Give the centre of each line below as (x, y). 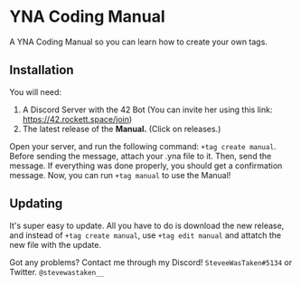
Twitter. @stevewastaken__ (57, 272)
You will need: (35, 91)
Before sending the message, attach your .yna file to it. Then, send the (141, 156)
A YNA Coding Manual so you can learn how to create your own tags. (139, 42)
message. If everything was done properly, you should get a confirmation (146, 166)
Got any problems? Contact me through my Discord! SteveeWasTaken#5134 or (150, 262)
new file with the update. (56, 244)
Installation (42, 70)
